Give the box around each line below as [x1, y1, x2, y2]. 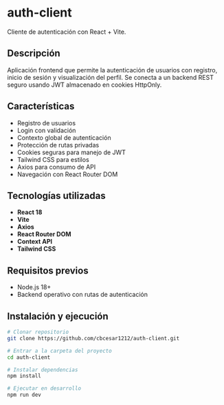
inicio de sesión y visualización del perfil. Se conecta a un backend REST [7, 73, 214, 81]
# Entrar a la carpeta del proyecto [7, 347, 112, 354]
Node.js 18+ [16, 283, 52, 291]
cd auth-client [7, 353, 51, 361]
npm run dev [7, 391, 41, 399]
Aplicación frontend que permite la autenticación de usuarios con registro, [7, 65, 218, 74]
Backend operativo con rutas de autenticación [16, 291, 148, 299]
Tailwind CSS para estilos [16, 155, 89, 163]
